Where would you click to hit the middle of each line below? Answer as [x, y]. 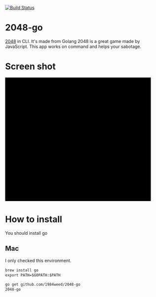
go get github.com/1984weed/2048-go [43, 284]
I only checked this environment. [38, 260]
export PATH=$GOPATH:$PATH [33, 275]
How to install [34, 219]
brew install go [22, 270]
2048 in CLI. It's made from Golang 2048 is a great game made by [73, 41]
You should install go [26, 233]
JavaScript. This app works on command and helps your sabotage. [73, 46]
